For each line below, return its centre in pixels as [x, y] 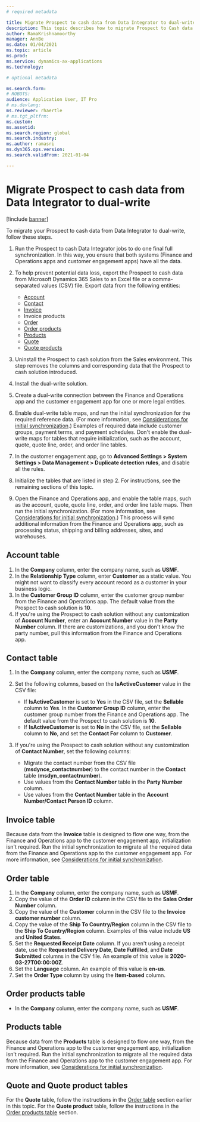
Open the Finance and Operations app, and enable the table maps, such [103, 498]
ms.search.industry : [32, 138]
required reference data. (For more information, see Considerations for [101, 419]
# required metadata [32, 12]
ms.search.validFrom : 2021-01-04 [48, 155]
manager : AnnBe [25, 39]
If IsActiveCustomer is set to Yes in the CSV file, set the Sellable [104, 702]
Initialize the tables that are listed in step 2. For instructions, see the [97, 480]
